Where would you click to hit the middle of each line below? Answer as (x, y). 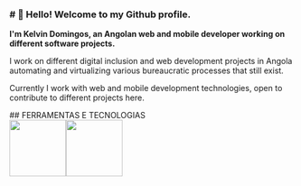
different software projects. (62, 43)
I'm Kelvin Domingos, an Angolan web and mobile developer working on (147, 34)
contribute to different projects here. (77, 98)
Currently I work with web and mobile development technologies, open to (146, 88)
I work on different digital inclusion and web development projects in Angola (151, 61)
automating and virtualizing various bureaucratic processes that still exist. (147, 70)
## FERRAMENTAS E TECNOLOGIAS (78, 116)
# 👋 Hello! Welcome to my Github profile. (100, 14)
